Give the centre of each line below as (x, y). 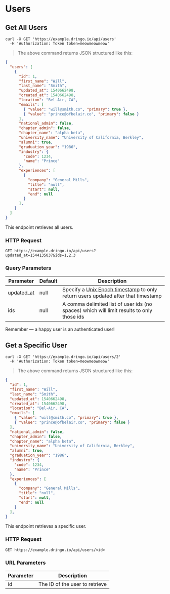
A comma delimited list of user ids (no (108, 304)
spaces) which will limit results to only (108, 310)
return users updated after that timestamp (112, 296)
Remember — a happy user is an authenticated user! (60, 329)
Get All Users (26, 28)
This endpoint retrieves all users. (39, 227)
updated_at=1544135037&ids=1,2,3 (40, 255)
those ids (73, 317)
